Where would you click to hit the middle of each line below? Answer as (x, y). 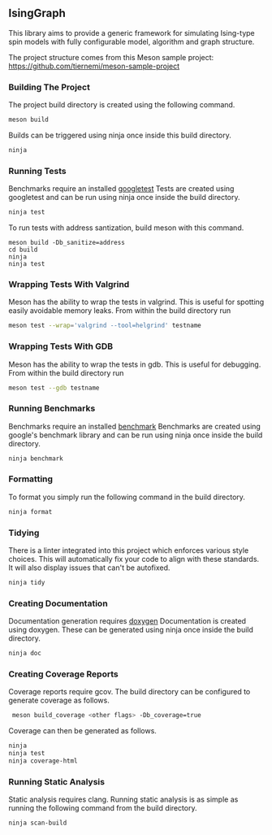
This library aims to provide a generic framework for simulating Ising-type (132, 33)
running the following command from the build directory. (103, 808)
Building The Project (50, 87)
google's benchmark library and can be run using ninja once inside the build (136, 435)
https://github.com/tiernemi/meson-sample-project (94, 66)
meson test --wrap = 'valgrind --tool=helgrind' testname (105, 326)
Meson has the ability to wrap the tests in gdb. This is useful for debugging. (135, 364)
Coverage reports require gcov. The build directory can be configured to (130, 692)
